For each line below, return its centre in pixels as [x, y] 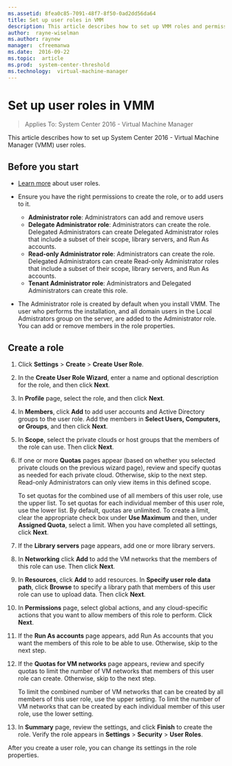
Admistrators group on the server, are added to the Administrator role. [117, 319]
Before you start [43, 167]
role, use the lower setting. [55, 714]
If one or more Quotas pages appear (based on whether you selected [117, 461]
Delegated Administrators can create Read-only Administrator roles [123, 261]
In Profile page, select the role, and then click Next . [91, 399]
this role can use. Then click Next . [66, 567]
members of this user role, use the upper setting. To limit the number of [119, 699]
